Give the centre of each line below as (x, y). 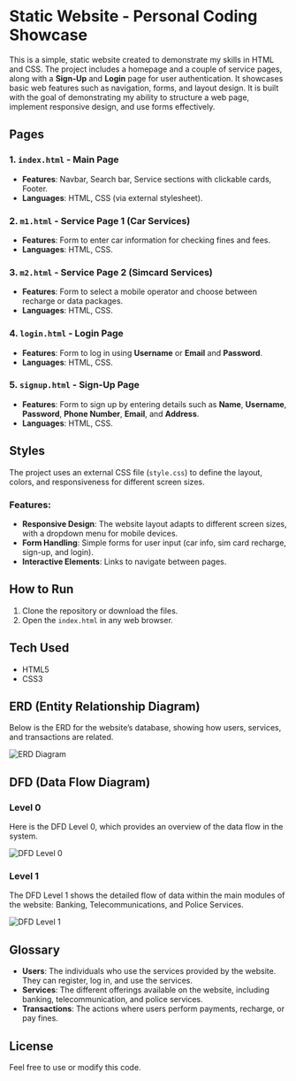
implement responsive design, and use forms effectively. (112, 106)
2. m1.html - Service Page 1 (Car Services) (100, 220)
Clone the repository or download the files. (100, 610)
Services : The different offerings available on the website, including (145, 990)
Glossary (34, 950)
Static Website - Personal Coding (133, 16)
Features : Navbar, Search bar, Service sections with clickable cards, (147, 179)
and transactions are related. (61, 737)
